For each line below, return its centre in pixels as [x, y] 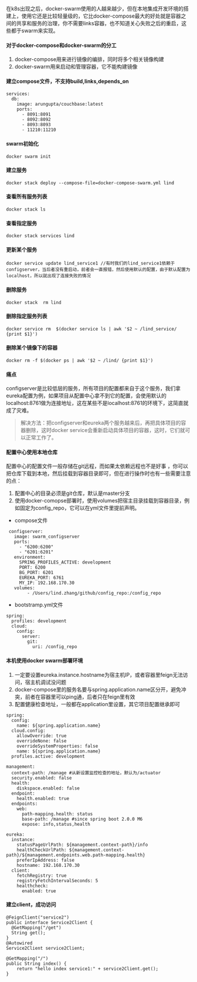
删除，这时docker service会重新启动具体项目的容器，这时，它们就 [105, 430]
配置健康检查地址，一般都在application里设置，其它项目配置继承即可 [97, 704]
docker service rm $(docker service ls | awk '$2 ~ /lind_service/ [91, 329]
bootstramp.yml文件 [39, 605]
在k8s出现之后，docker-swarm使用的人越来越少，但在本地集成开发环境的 [95, 9]
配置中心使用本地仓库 [32, 452]
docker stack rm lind [34, 302]
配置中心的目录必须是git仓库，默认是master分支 [72, 493]
